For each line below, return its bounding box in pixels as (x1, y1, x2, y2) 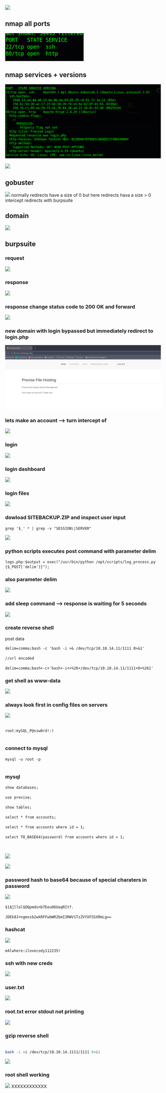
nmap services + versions (5, 71, 87, 79)
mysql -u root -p (5, 756, 41, 762)
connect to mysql (5, 745, 48, 752)
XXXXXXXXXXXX (11, 1083, 47, 1089)
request (5, 255, 25, 262)
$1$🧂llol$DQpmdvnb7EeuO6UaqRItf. (5, 905, 74, 910)
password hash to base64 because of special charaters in (5, 876, 147, 883)
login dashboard (5, 465, 45, 472)
